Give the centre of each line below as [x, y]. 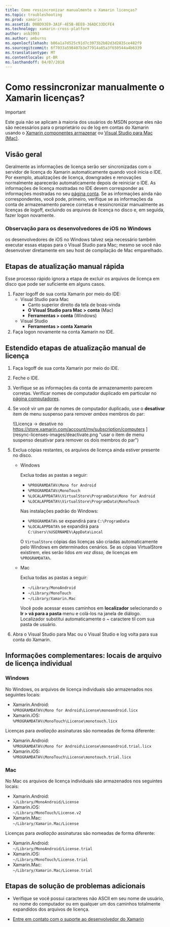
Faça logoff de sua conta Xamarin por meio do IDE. [66, 368]
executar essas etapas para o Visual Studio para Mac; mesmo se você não [83, 245]
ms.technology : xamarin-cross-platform [47, 29]
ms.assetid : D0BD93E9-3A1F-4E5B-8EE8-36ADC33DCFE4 [60, 24]
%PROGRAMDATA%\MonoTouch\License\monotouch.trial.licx [72, 757]
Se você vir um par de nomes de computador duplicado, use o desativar [89, 408]
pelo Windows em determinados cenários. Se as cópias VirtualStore [91, 547]
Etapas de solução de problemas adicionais [75, 886]
